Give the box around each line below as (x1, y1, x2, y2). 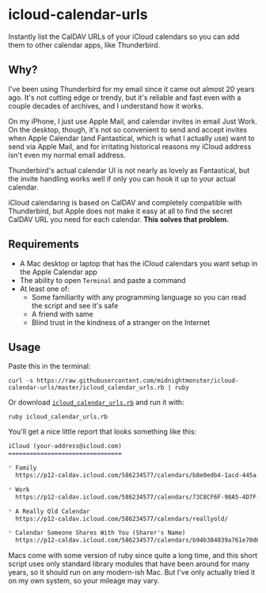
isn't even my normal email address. (8, 150, 127, 159)
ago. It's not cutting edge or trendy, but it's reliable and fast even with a (8, 93, 241, 102)
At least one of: (19, 284, 70, 293)
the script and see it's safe (31, 300, 119, 310)
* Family (8, 464, 37, 472)
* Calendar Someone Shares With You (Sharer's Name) (8, 529, 186, 537)
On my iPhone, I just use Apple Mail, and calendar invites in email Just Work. (8, 117, 258, 126)
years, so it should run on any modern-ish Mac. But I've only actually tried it (8, 568, 256, 577)
